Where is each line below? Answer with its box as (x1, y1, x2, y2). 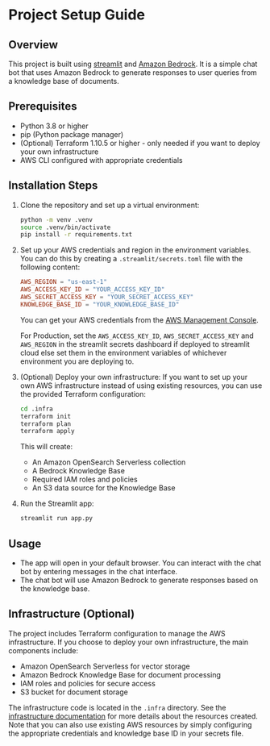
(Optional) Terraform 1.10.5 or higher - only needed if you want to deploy (19, 138, 260, 148)
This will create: (19, 442, 73, 452)
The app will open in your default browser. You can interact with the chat (19, 558, 262, 568)
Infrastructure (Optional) (8, 607, 135, 621)
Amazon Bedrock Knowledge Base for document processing (19, 669, 222, 679)
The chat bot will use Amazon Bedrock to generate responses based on (19, 575, 259, 585)
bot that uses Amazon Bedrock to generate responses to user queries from (8, 68, 258, 77)
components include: (8, 645, 79, 655)
